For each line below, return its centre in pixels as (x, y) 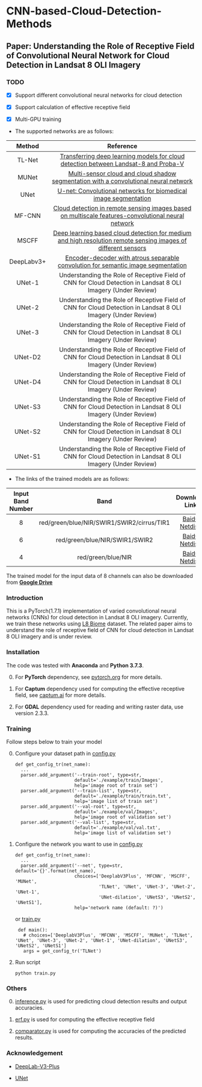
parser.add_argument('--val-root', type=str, (78, 807)
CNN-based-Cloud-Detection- (84, 11)
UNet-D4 (28, 382)
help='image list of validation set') (123, 833)
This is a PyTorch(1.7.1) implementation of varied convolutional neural (91, 611)
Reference (122, 146)
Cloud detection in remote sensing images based (122, 208)
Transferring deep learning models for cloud (122, 156)
